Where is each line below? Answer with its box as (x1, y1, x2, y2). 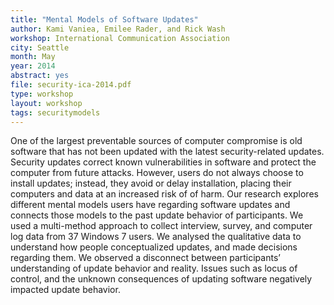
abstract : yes (10, 71, 70, 81)
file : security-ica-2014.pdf (10, 80, 132, 90)
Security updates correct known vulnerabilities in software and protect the (10, 156, 317, 168)
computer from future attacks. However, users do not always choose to (10, 167, 304, 179)
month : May (10, 52, 56, 62)
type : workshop (10, 89, 74, 99)
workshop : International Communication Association (10, 33, 230, 43)
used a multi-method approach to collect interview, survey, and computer (10, 220, 313, 232)
